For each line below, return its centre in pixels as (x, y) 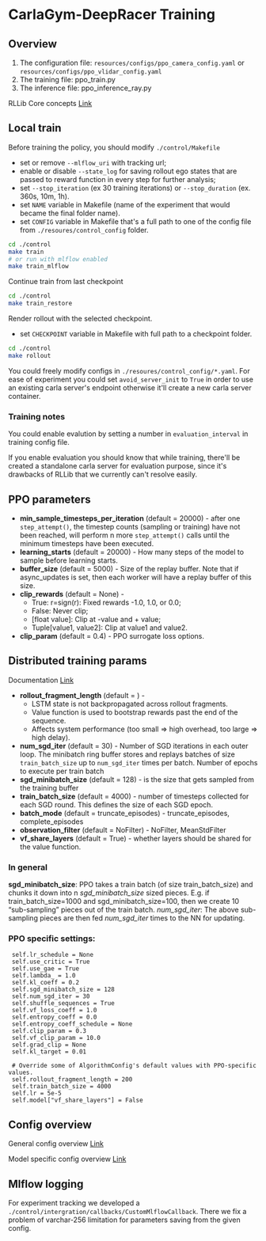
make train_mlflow (38, 267)
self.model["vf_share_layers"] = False (78, 1101)
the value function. (50, 846)
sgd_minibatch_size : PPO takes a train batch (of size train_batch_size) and (131, 885)
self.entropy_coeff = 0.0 (54, 1017)
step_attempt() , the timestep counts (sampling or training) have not (130, 526)
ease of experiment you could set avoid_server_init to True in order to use (131, 379)
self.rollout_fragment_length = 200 (72, 1080)
